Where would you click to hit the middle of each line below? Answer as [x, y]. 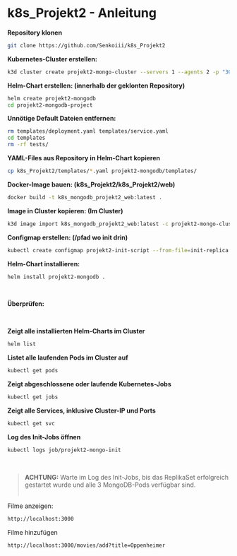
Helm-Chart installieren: [44, 264]
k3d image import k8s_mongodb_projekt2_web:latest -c [88, 224]
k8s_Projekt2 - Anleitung [82, 13]
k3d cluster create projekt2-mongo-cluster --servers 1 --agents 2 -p [113, 72]
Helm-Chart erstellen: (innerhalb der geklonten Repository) [96, 85]
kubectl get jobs [33, 397]
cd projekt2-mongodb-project [50, 105]
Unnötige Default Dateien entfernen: [62, 119]
